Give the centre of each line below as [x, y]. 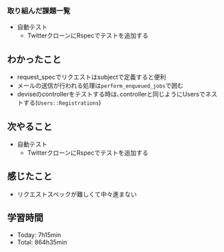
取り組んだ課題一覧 [39, 10]
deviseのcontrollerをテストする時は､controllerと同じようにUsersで [111, 94]
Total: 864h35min [42, 242]
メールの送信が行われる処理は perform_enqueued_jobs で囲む [100, 86]
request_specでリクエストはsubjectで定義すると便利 [91, 77]
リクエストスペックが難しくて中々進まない [77, 194]
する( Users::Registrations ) [62, 103]
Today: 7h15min [39, 235]
